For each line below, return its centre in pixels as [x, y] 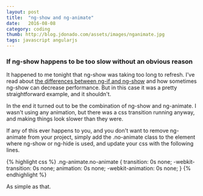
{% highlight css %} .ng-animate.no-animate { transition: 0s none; [89, 162]
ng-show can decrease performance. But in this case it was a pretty [92, 88]
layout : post [23, 12]
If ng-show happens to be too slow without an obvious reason [100, 61]
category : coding [28, 29]
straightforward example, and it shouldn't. [59, 94]
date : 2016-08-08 [31, 23]
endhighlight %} [27, 175]
